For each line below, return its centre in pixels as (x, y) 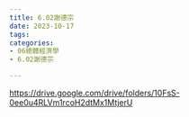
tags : (19, 34)
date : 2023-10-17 (42, 26)
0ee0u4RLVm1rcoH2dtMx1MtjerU (71, 103)
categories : (31, 43)
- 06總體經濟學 (35, 51)
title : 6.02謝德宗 (42, 18)
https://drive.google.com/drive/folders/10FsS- (94, 93)
